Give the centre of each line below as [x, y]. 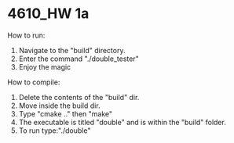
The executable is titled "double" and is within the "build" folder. [122, 122]
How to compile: [34, 82]
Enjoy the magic [45, 66]
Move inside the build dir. [59, 105]
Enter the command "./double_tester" [79, 59]
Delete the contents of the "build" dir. [79, 97]
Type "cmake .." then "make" [66, 113]
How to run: [26, 35]
